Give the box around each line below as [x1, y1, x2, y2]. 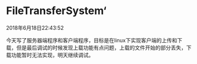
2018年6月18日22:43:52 [6, 24, 64, 31]
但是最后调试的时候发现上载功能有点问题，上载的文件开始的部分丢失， [16, 44, 186, 51]
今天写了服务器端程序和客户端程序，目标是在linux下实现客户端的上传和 [6, 36, 178, 43]
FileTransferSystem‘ [6, 4, 107, 18]
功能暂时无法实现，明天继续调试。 [11, 51, 94, 58]
